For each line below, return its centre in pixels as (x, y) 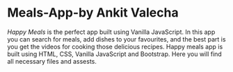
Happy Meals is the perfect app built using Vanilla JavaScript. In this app (111, 32)
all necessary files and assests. (52, 61)
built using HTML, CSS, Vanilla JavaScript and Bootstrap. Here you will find (115, 54)
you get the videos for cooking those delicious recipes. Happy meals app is (115, 46)
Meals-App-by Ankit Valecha (93, 13)
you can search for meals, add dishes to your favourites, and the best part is (116, 39)
